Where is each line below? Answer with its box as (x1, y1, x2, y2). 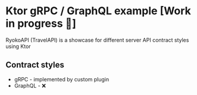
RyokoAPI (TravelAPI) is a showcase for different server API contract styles (5, 36, 189, 43)
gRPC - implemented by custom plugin (14, 75, 110, 83)
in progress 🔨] (5, 17, 77, 30)
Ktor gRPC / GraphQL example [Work (5, 4, 192, 18)
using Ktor (5, 43, 31, 50)
